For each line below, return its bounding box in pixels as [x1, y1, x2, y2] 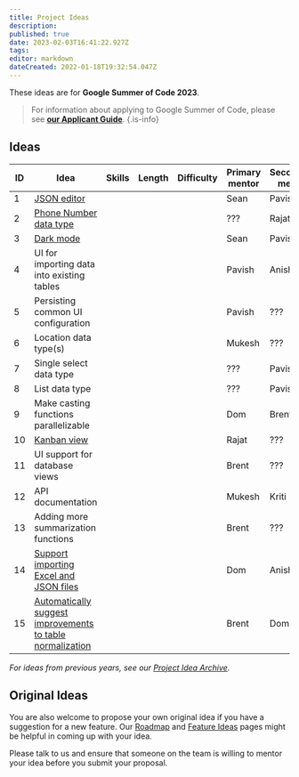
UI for [34, 247, 58, 259]
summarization [34, 522, 96, 534]
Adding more [34, 510, 89, 522]
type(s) [34, 342, 65, 354]
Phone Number [34, 206, 98, 219]
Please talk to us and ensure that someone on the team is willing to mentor [9, 748, 283, 758]
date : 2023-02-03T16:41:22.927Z [9, 37, 129, 47]
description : [9, 21, 58, 30]
